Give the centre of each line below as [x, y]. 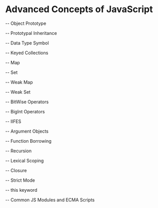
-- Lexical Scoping [25, 160]
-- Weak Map [19, 82]
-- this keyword [21, 190]
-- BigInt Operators [25, 111]
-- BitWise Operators [27, 102]
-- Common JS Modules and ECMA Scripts [50, 200]
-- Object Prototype [26, 23]
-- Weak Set [18, 92]
